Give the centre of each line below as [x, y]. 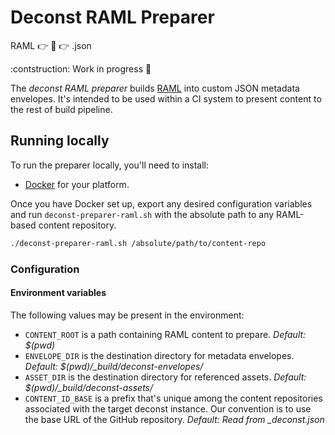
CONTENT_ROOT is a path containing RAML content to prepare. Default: [165, 334]
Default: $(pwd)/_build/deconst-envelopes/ [114, 366]
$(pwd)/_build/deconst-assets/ [89, 387]
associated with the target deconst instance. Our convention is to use [168, 408]
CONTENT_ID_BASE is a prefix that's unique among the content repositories [173, 398]
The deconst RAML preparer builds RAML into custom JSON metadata [155, 88]
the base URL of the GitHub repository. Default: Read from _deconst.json [174, 419]
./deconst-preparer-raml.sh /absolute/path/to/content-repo [138, 243]
